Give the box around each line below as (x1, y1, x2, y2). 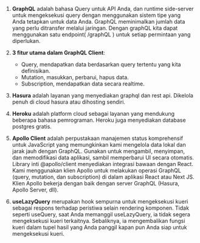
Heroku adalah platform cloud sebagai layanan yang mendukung (12, 110, 175, 117)
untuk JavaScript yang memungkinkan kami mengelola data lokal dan (12, 141, 187, 148)
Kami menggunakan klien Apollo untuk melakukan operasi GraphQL (12, 167, 181, 174)
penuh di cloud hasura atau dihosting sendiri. (12, 98, 126, 105)
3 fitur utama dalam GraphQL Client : (12, 49, 105, 56)
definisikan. (21, 67, 50, 75)
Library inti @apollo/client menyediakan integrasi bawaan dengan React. (12, 161, 193, 167)
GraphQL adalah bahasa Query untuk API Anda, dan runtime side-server (12, 5, 194, 12)
